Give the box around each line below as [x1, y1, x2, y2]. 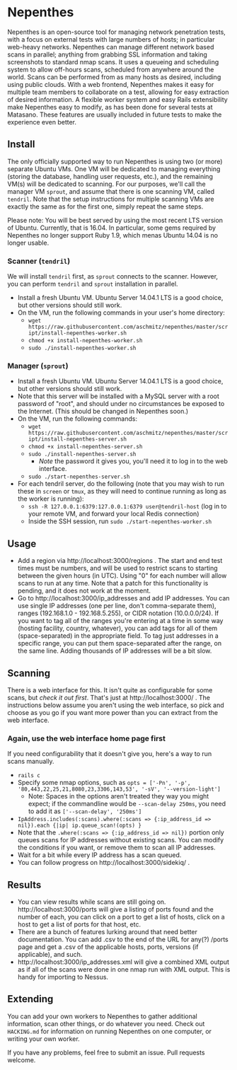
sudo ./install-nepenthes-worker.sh [28, 344, 137, 352]
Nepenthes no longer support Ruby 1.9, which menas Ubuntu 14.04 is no [7, 231, 218, 239]
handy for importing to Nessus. [17, 973, 108, 982]
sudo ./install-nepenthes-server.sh [28, 450, 137, 458]
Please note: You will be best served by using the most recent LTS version [7, 216, 224, 224]
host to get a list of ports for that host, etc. [17, 920, 141, 929]
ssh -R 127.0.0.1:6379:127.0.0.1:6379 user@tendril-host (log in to [28, 502, 227, 511]
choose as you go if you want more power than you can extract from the [7, 708, 218, 716]
